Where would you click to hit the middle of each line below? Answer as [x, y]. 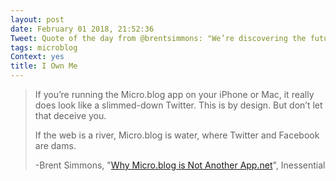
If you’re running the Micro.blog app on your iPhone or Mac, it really [174, 94]
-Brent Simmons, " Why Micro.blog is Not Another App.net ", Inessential [180, 165]
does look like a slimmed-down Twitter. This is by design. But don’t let [178, 105]
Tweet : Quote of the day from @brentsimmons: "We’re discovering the [158, 38]
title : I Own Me [44, 66]
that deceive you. [70, 115]
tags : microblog [44, 47]
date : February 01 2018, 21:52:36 [82, 29]
